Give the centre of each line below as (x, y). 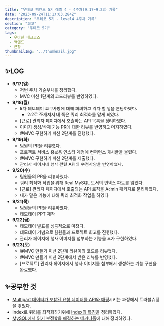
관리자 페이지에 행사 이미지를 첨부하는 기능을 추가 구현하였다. (79, 239)
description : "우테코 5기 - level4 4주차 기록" (51, 19)
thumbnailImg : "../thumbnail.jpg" (41, 51)
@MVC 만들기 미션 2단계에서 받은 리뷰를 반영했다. (68, 257)
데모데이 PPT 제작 (37, 214)
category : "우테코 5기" (28, 28)
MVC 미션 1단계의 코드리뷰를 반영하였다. (59, 96)
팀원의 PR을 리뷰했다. (40, 146)
